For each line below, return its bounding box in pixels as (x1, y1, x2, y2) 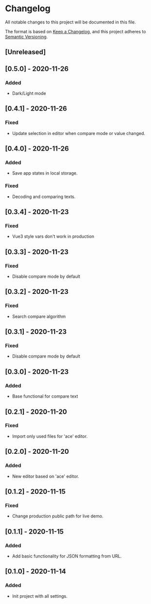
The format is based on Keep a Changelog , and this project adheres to (5, 28, 146, 34)
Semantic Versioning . (5, 34, 48, 40)
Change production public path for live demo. (12, 513, 104, 519)
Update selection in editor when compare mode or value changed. (12, 130, 145, 136)
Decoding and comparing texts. (12, 194, 75, 200)
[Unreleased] (5, 48, 46, 56)
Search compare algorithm (12, 313, 66, 319)
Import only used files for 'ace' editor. (12, 433, 88, 439)
